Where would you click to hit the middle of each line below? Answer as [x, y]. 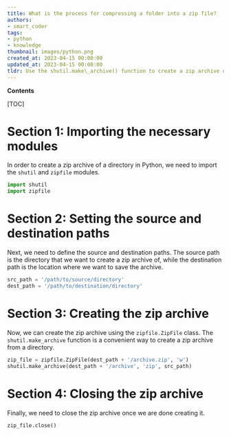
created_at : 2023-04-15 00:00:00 [55, 58]
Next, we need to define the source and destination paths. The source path [113, 253]
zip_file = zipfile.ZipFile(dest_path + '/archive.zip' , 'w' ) [98, 360]
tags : [15, 33]
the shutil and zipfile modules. [54, 172]
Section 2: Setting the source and [104, 219]
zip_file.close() [32, 425]
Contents [21, 91]
